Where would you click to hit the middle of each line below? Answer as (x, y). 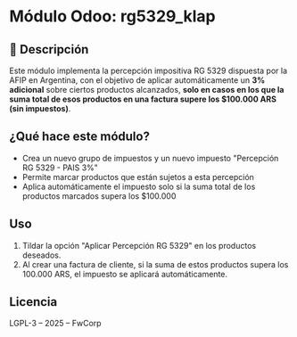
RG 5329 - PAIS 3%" (60, 168)
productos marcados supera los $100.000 (99, 196)
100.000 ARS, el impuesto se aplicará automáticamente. (125, 274)
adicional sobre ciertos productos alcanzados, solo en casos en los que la (147, 90)
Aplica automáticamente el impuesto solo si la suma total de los (139, 186)
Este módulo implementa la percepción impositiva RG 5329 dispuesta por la (148, 70)
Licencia (33, 302)
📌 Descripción (49, 49)
